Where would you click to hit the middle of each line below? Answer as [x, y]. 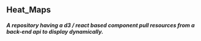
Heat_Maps [28, 10]
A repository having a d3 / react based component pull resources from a [100, 25]
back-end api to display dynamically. [55, 31]
